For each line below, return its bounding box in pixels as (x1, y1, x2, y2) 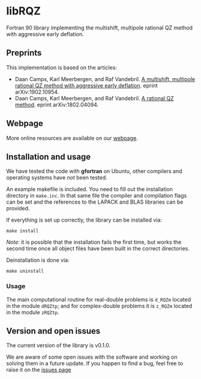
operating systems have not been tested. (6, 174, 108, 181)
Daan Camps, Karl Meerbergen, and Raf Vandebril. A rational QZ (14, 94, 174, 102)
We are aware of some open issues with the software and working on (6, 353, 178, 361)
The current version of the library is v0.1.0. (6, 342, 111, 349)
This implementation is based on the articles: (6, 64, 117, 71)
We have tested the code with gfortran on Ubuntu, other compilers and (6, 168, 182, 175)
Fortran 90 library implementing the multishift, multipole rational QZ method (6, 24, 193, 31)
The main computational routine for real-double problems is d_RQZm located (6, 296, 191, 303)
